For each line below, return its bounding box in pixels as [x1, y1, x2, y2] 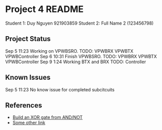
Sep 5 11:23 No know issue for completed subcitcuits [5, 86, 115, 92]
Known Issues [5, 73, 51, 82]
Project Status [5, 35, 51, 43]
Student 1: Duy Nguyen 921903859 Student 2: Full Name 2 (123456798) [5, 20, 154, 26]
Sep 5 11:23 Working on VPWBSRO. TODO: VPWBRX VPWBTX [5, 48, 133, 54]
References [5, 101, 42, 109]
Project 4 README [5, 4, 84, 15]
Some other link [12, 119, 45, 126]
